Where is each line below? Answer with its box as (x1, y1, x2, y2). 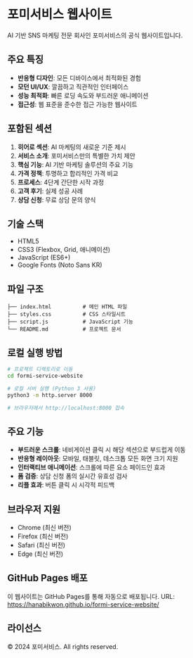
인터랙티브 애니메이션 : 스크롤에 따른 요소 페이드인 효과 (17, 463, 166, 472)
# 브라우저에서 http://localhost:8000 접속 (7, 404, 125, 412)
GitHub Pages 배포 (7, 572, 88, 584)
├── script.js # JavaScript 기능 (7, 318, 133, 326)
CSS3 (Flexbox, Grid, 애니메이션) (17, 246, 111, 254)
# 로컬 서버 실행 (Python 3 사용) (7, 385, 97, 392)
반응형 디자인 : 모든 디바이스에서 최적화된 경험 (17, 73, 142, 82)
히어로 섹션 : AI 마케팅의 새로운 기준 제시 (17, 142, 126, 151)
